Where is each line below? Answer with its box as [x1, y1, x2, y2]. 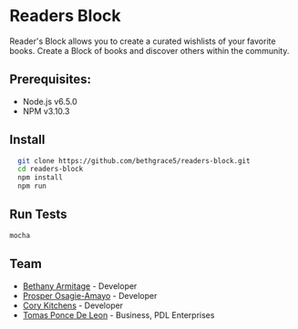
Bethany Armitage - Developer [22, 280, 138, 292]
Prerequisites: [9, 72, 91, 87]
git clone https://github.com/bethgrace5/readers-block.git [17, 156, 251, 165]
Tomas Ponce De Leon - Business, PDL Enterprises [22, 309, 215, 320]
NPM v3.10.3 [22, 106, 70, 117]
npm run [17, 181, 47, 191]
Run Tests [9, 207, 67, 222]
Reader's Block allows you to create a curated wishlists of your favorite [9, 36, 276, 46]
